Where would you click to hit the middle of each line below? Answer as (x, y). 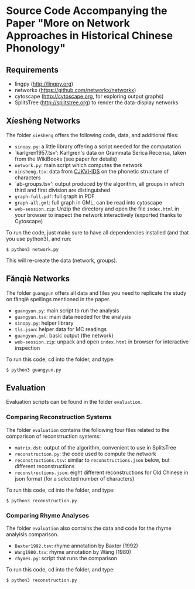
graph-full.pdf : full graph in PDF (54, 196)
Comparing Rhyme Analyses (48, 515)
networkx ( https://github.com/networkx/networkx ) (75, 90)
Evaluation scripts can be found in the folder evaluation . (74, 402)
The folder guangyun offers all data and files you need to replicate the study (96, 293)
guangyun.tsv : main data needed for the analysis (73, 316)
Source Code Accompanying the (87, 11)
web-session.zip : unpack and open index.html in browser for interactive (102, 342)
